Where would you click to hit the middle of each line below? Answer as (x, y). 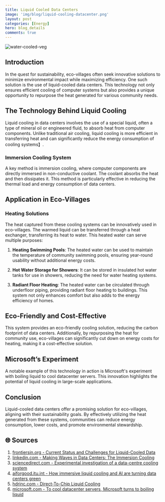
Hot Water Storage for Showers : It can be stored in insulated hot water (84, 270)
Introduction (25, 62)
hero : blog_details (25, 28)
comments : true (21, 33)
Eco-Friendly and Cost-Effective (56, 316)
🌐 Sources (22, 440)
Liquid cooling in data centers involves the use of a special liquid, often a (79, 123)
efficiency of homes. (33, 300)
